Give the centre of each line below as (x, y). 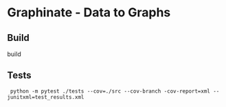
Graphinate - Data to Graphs (89, 13)
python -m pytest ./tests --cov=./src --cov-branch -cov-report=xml (110, 91)
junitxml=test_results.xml (46, 97)
